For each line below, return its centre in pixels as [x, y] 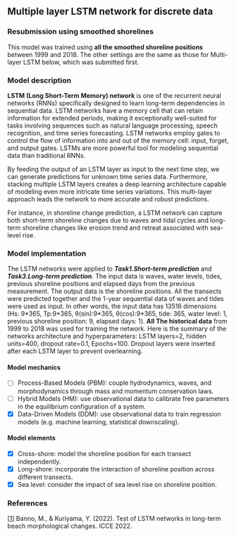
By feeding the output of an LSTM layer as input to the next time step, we [113, 169]
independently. [39, 462]
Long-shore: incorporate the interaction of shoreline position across [116, 469]
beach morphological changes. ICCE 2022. [70, 526]
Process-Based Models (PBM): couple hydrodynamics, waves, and [114, 383]
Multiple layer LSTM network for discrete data [110, 12]
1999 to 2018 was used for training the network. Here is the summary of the [117, 329]
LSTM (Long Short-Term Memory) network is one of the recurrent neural [114, 95]
